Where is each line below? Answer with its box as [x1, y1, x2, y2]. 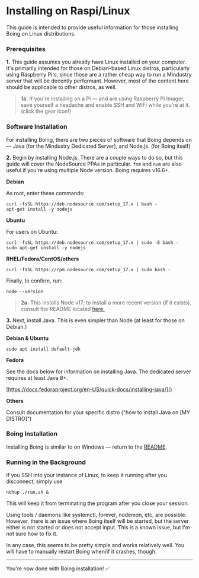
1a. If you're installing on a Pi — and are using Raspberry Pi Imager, [20, 95, 185, 102]
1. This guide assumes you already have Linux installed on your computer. [6, 58, 187, 66]
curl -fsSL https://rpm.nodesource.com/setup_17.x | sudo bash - [6, 266, 171, 272]
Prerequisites [6, 45, 46, 53]
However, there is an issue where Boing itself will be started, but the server [6, 517, 190, 525]
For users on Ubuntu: [6, 228, 58, 235]
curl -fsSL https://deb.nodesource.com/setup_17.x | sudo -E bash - [6, 239, 179, 246]
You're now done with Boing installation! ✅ [6, 565, 110, 572]
